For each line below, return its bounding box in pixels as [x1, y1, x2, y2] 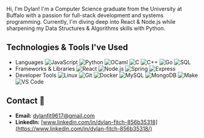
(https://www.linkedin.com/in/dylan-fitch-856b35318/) [15, 125, 153, 132]
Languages [15, 58, 44, 66]
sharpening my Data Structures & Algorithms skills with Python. [6, 24, 166, 32]
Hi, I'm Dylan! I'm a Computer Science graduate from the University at [6, 5, 182, 12]
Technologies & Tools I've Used [6, 42, 128, 53]
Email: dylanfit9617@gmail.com [15, 112, 95, 119]
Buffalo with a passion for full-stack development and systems [6, 12, 164, 19]
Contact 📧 [6, 96, 45, 106]
